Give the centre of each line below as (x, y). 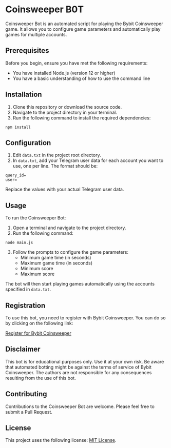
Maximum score (37, 274)
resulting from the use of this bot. (41, 378)
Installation (24, 95)
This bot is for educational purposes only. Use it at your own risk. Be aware (85, 361)
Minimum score (37, 269)
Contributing (26, 394)
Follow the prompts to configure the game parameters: (70, 252)
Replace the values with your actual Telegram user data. (65, 189)
